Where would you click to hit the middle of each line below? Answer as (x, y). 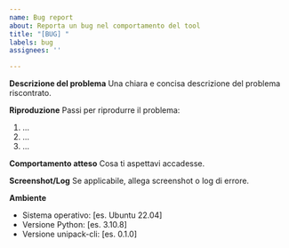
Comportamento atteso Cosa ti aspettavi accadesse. (107, 164)
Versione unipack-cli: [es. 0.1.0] (80, 234)
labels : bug (31, 42)
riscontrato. (30, 93)
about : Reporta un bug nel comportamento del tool (105, 26)
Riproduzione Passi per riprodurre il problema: (95, 110)
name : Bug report (41, 17)
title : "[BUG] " (39, 34)
